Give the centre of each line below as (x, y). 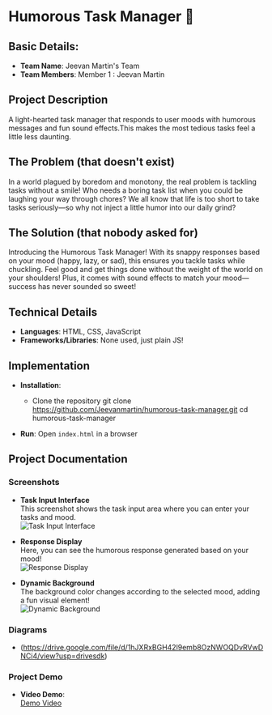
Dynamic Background (57, 583)
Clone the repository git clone (82, 401)
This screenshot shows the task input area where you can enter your (134, 509)
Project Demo (36, 677)
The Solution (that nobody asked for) (103, 233)
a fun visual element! (55, 600)
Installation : (40, 385)
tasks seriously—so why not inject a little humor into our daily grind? (122, 207)
